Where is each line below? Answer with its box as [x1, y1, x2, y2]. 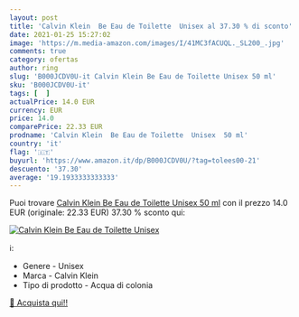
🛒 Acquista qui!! [9, 297, 69, 308]
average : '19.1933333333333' [9, 172, 119, 182]
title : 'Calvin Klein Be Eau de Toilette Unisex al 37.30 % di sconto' [9, 22, 294, 31]
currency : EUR [9, 106, 63, 115]
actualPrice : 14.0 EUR [9, 97, 95, 107]
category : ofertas [9, 55, 79, 64]
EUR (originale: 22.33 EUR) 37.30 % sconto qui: [9, 207, 186, 218]
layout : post [9, 13, 59, 23]
